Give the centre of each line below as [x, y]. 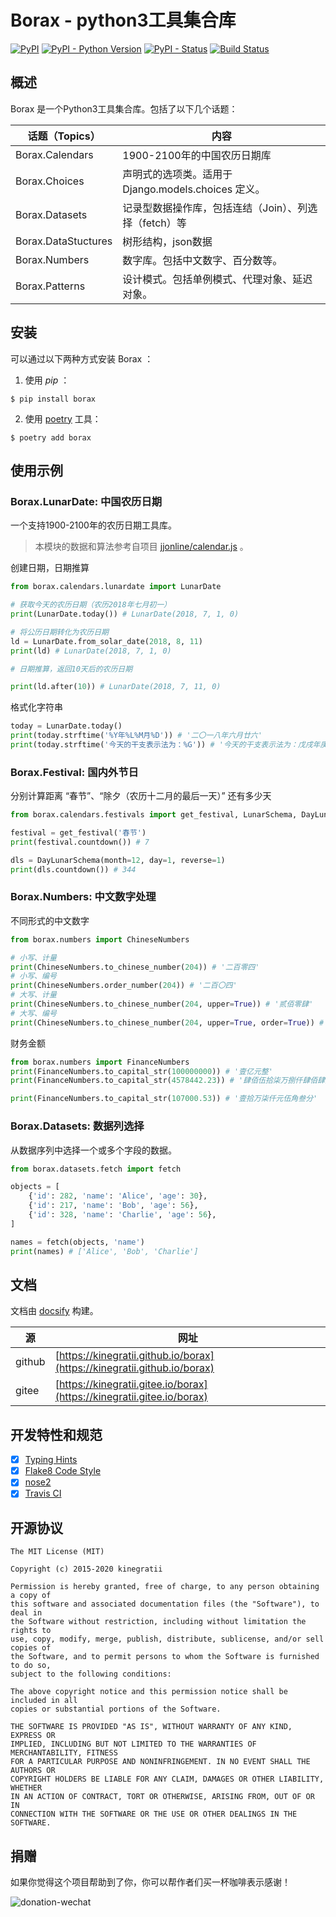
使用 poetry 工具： [63, 418]
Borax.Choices [50, 181]
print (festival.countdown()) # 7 [80, 842]
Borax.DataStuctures [64, 241]
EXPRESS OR [33, 1736]
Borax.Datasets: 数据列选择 [77, 1126]
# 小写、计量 [33, 957]
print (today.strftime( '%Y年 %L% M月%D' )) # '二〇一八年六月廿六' [136, 736]
